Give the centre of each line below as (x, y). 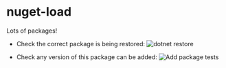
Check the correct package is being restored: (81, 44)
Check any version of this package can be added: (87, 57)
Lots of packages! (32, 31)
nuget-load (39, 12)
